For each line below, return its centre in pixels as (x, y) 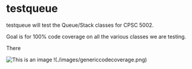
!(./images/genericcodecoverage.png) (100, 59)
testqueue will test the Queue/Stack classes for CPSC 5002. (80, 25)
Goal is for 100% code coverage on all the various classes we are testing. (96, 36)
